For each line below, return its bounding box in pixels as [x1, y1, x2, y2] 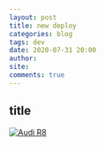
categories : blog [9, 29, 73, 38]
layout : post [9, 12, 57, 22]
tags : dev [9, 37, 46, 47]
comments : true [9, 71, 65, 80]
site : [9, 63, 29, 72]
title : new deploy [9, 21, 77, 30]
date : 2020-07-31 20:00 [9, 46, 97, 55]
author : [9, 54, 38, 63]
